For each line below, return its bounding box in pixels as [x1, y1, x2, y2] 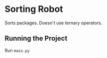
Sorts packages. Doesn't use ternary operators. [4, 20, 103, 26]
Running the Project [4, 34, 68, 43]
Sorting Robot [4, 3, 63, 15]
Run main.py [4, 47, 30, 53]
